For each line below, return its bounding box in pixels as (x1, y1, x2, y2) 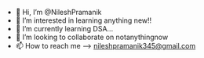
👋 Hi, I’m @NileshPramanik (15, 8, 102, 16)
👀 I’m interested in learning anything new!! (15, 16, 152, 25)
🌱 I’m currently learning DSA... (15, 24, 114, 33)
